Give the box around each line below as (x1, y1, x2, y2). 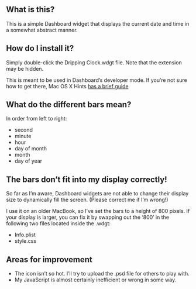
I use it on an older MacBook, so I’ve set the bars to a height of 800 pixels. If (6, 208, 190, 215)
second (14, 126, 33, 133)
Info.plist (14, 231, 36, 239)
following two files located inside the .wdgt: (6, 220, 111, 227)
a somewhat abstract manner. (6, 26, 78, 33)
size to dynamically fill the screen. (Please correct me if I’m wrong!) (6, 196, 169, 204)
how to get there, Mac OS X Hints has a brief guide (6, 82, 129, 90)
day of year (14, 157, 43, 164)
